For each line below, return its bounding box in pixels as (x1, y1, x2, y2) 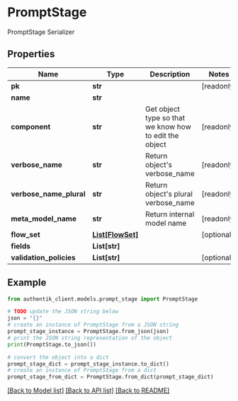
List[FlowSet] (92, 229, 139, 239)
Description (149, 69, 191, 79)
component (11, 122, 51, 132)
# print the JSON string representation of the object (7, 334, 173, 342)
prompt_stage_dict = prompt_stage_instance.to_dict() (7, 360, 170, 368)
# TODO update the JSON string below (7, 308, 119, 315)
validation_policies (11, 252, 76, 262)
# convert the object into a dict (7, 354, 110, 361)
